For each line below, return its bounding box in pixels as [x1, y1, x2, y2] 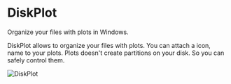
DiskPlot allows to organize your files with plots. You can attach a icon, [7, 41, 211, 49]
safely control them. [7, 56, 65, 64]
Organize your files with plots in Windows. [7, 28, 129, 36]
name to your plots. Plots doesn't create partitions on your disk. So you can [7, 49, 225, 57]
